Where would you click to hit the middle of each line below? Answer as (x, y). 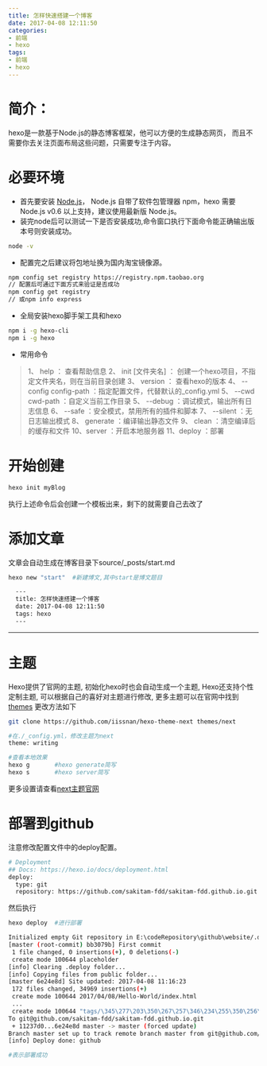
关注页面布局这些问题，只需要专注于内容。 (105, 142)
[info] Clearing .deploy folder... (67, 967)
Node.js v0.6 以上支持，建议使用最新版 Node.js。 (100, 211)
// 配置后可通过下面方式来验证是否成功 (64, 285)
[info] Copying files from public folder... (83, 975)
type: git (31, 884)
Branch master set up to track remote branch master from (106, 1033)
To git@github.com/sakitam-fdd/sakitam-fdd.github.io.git (106, 1018)
